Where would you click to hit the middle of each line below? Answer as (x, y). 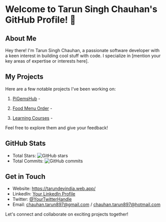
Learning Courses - (32, 118)
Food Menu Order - (32, 108)
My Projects (24, 77)
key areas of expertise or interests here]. (47, 61)
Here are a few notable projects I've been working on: (60, 89)
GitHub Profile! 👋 (40, 20)
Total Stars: (24, 155)
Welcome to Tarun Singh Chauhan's (81, 9)
